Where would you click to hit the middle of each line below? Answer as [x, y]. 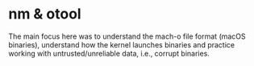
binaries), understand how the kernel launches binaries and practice [122, 44]
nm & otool [45, 14]
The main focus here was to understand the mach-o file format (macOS [127, 36]
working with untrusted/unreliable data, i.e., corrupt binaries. [109, 53]
